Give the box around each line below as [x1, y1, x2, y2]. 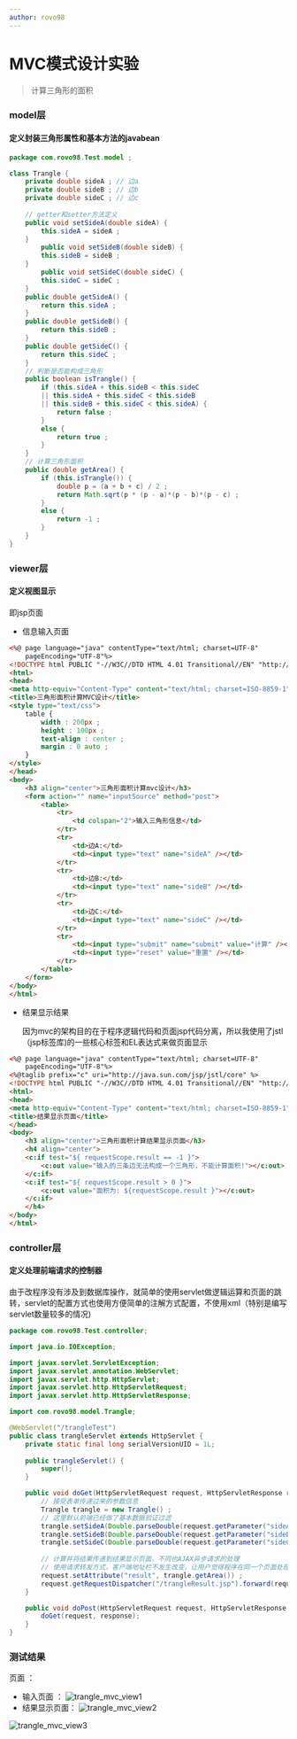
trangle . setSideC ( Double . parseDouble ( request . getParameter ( [41, 1538, 267, 1547]
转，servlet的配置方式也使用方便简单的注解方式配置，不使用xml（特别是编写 [9, 1298, 287, 1308]
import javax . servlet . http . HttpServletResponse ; [9, 1392, 192, 1401]
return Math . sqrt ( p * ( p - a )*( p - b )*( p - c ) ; [56, 490, 240, 499]
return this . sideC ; [41, 350, 117, 359]
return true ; [56, 432, 109, 441]
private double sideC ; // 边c [25, 194, 139, 203]
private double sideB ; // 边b [25, 185, 139, 195]
